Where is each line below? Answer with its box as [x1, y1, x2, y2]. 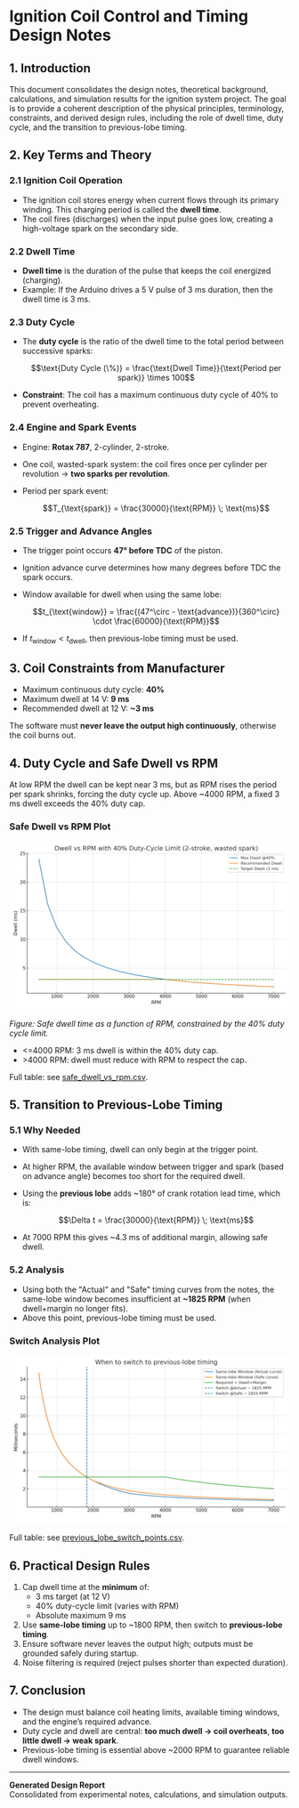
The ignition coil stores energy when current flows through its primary [21, 194, 279, 206]
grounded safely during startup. [21, 1648, 140, 1659]
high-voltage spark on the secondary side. [21, 222, 179, 233]
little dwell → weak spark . [21, 1735, 119, 1746]
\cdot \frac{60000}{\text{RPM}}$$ [92, 616, 220, 626]
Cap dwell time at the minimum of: [21, 1582, 149, 1593]
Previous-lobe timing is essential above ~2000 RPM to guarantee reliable [21, 1744, 290, 1755]
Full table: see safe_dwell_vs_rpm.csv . [9, 1071, 149, 1082]
